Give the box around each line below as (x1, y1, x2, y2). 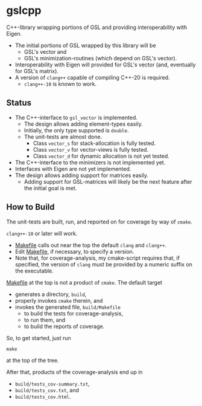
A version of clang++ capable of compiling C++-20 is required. (14, 74, 170, 81)
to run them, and (24, 316, 66, 323)
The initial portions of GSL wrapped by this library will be (14, 42, 156, 49)
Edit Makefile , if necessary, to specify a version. (14, 248, 134, 255)
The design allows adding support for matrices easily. (14, 172, 149, 179)
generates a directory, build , (14, 291, 87, 298)
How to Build (6, 202, 55, 212)
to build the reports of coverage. (24, 323, 105, 330)
